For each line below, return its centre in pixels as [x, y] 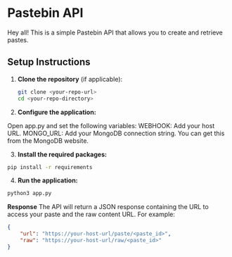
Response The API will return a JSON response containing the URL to [108, 207]
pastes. [18, 39]
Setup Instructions [49, 62]
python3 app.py [30, 194]
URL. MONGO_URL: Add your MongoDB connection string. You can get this [116, 133]
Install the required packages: [62, 154]
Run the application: [48, 180]
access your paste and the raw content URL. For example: [91, 214]
